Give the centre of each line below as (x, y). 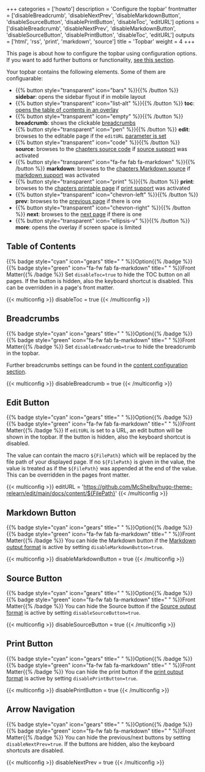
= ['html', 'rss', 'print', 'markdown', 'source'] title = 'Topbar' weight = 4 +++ (101, 41)
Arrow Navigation (41, 710)
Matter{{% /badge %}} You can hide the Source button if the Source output (101, 606)
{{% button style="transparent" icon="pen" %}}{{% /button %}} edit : (102, 129)
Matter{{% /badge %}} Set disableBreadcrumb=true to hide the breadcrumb (101, 346)
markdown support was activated (57, 175)
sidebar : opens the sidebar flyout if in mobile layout (80, 97)
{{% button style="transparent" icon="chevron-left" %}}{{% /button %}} (107, 195)
